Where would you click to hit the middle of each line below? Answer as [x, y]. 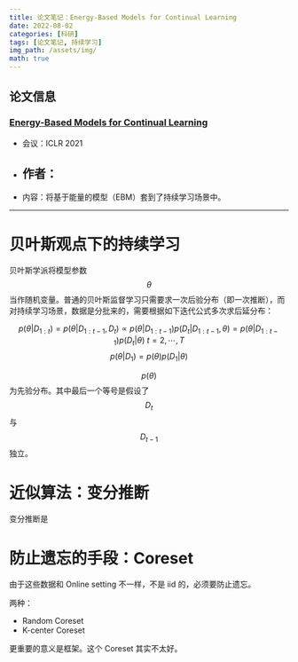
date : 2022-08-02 [41, 26]
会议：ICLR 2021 [52, 143]
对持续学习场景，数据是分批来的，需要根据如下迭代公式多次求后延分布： [141, 311]
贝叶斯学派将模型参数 [48, 271]
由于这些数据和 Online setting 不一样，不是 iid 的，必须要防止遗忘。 [133, 584]
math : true [29, 59]
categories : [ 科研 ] [44, 34]
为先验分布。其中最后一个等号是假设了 [79, 390]
